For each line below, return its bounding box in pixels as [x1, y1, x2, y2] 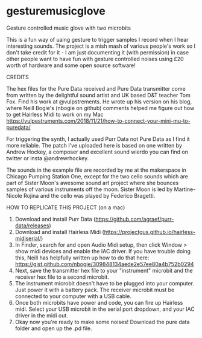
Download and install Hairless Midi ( [14, 228, 104, 235]
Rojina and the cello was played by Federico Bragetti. [23, 192, 156, 199]
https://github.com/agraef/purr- [95, 215, 174, 223]
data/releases [14, 222, 49, 229]
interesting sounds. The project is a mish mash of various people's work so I [6, 42, 196, 50]
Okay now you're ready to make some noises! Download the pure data [14, 318, 190, 325]
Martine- [174, 186, 196, 193]
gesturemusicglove [6, 4, 106, 18]
